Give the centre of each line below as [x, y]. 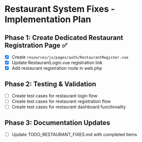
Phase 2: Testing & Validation [51, 84]
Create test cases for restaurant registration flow [61, 101]
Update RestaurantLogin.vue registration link [57, 63]
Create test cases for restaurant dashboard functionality [69, 107]
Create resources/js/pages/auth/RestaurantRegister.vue [70, 57]
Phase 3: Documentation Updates [57, 123]
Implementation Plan [48, 19]
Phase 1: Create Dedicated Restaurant [64, 38]
